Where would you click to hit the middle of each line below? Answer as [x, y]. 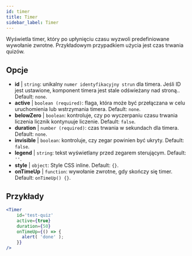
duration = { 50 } [34, 226]
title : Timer [22, 17]
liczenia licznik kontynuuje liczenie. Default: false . [75, 122]
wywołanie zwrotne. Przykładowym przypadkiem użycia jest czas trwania [95, 45]
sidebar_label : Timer [32, 22]
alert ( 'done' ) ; [43, 237]
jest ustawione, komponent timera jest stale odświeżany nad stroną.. [97, 90]
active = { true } [34, 221]
